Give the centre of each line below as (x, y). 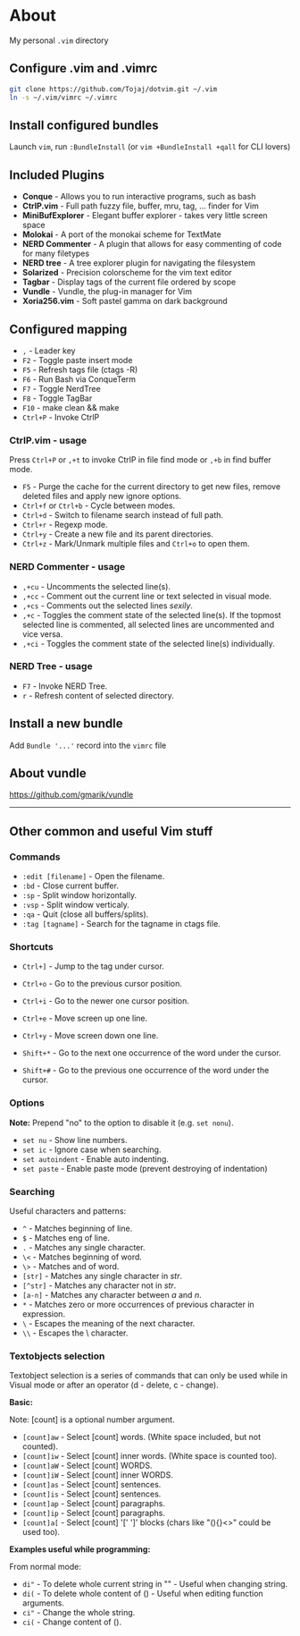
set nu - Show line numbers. (75, 1140)
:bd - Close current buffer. (70, 886)
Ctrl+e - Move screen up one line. (85, 1018)
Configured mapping (68, 329)
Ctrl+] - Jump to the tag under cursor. (93, 966)
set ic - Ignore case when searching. (92, 1149)
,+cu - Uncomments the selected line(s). (96, 586)
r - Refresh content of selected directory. (98, 695)
